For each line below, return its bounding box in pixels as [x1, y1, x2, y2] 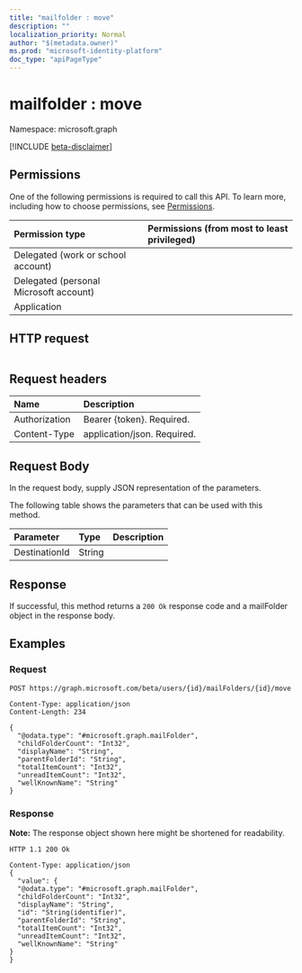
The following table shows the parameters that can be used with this [9, 500, 263, 511]
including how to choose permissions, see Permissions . [9, 200, 216, 212]
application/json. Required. [83, 428, 196, 441]
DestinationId [13, 546, 70, 559]
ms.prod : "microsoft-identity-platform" [9, 47, 164, 56]
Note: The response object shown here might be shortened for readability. [9, 827, 285, 838]
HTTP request [9, 331, 90, 347]
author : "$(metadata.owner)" [9, 38, 119, 48]
